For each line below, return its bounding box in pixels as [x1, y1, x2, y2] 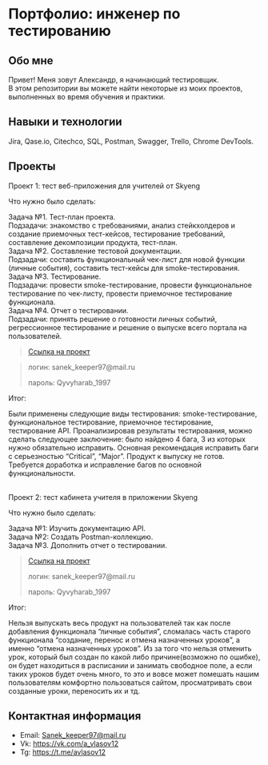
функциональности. [8, 468, 76, 477]
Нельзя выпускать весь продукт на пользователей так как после [8, 618, 231, 627]
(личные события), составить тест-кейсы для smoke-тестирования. [8, 263, 240, 272]
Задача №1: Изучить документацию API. [8, 523, 146, 533]
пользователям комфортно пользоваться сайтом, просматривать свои [8, 678, 252, 687]
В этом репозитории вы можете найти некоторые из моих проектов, [8, 83, 243, 93]
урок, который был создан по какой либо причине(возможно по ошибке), [8, 652, 261, 662]
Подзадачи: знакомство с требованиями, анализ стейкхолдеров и [8, 220, 236, 230]
